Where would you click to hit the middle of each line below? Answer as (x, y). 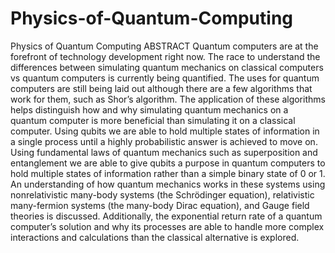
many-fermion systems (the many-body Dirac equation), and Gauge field (160, 205)
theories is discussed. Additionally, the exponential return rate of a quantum (166, 216)
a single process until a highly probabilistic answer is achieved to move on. (164, 141)
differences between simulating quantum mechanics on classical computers (167, 67)
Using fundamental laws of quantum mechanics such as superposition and (164, 152)
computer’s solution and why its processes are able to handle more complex (167, 226)
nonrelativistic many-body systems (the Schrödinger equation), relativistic (162, 194)
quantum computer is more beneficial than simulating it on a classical (153, 120)
